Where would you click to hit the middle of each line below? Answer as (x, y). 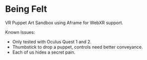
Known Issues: (20, 32)
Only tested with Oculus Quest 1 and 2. (52, 42)
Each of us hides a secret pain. (44, 52)
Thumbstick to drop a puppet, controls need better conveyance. (77, 47)
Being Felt (26, 9)
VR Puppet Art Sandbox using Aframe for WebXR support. (64, 23)
